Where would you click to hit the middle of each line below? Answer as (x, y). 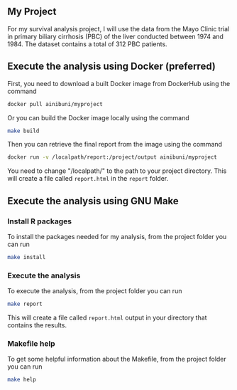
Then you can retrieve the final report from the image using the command (115, 144)
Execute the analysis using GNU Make (93, 201)
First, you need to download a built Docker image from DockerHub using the (119, 83)
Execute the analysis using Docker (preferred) (112, 67)
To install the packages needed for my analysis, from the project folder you (117, 236)
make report (25, 304)
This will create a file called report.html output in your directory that (107, 317)
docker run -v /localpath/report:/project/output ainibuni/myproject (112, 157)
